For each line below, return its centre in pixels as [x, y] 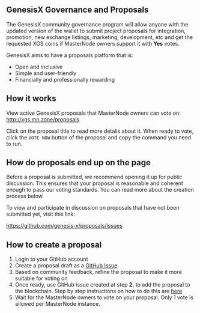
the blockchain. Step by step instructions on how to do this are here [98, 291]
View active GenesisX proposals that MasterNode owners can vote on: [94, 113]
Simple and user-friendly [46, 73]
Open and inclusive [39, 67]
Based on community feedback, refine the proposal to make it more [98, 272]
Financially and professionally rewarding [65, 79]
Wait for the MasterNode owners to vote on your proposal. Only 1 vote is [104, 297]
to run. [14, 144]
